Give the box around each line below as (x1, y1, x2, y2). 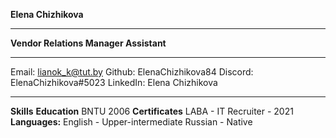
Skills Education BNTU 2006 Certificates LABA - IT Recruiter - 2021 (10, 105, 294, 117)
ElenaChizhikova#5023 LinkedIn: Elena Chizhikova (10, 77, 218, 88)
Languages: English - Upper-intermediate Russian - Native (10, 116, 253, 128)
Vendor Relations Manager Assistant (10, 37, 167, 49)
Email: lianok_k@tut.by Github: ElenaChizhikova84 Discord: (10, 66, 254, 78)
